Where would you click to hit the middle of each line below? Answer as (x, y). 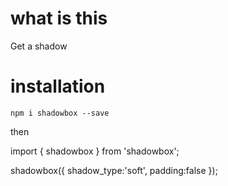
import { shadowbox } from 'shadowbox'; (95, 151)
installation (58, 86)
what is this (59, 18)
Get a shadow (39, 46)
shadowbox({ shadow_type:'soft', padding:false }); (114, 170)
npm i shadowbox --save (60, 113)
